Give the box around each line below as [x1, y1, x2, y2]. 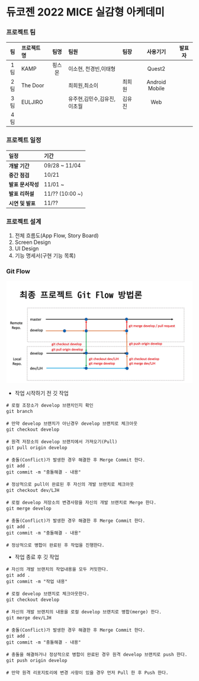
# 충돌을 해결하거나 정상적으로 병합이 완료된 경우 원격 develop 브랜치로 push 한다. [6, 652, 188, 658]
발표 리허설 [8, 190, 34, 198]
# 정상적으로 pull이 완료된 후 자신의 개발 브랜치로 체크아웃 [6, 482, 134, 488]
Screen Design [14, 238, 52, 246]
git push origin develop [6, 658, 68, 664]
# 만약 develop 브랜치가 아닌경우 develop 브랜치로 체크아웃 [6, 421, 138, 427]
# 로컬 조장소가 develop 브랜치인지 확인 [6, 403, 94, 409]
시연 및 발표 [8, 199, 36, 206]
